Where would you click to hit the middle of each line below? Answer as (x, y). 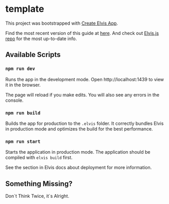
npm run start (23, 141)
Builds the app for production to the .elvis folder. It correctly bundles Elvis (85, 123)
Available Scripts (33, 55)
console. (15, 100)
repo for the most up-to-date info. (41, 39)
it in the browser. (23, 85)
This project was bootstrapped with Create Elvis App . (62, 23)
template (25, 9)
